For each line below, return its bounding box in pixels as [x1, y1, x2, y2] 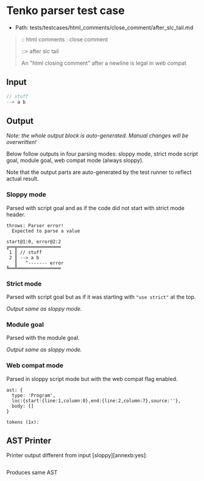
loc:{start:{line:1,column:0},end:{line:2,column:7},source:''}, [12, 397, 181, 403]
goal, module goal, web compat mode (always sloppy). [6, 157, 144, 164]
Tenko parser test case [6, 4, 125, 18]
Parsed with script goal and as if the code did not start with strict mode [6, 204, 185, 211]
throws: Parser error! [6, 222, 64, 229]
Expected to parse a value [12, 228, 80, 234]
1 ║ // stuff [9, 249, 43, 255]
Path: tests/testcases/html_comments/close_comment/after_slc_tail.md [15, 24, 194, 31]
